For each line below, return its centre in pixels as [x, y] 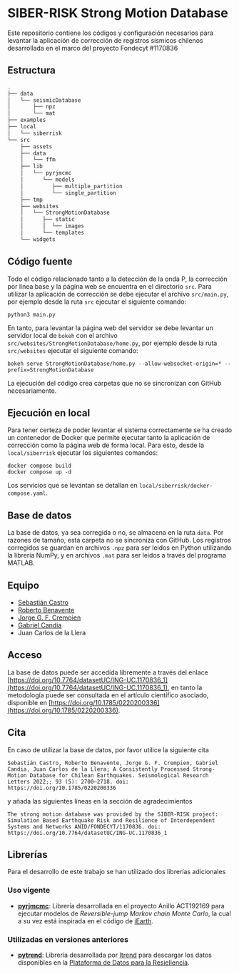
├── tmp [31, 200]
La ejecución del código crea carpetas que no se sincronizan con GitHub [115, 383]
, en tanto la [185, 687]
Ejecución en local [49, 412]
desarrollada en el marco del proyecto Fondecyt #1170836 [93, 48]
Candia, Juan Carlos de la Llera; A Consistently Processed [99, 769]
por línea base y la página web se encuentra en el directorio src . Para [110, 286]
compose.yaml [27, 493]
